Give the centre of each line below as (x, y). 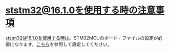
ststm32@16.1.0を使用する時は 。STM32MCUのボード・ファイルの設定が (82, 38)
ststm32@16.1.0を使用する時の (72, 10)
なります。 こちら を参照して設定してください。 (63, 44)
